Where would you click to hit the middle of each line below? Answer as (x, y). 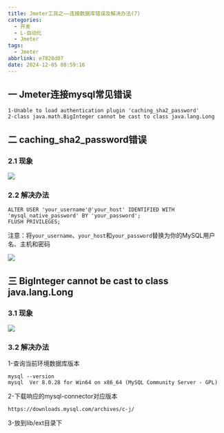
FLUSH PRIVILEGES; (34, 222)
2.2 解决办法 (29, 195)
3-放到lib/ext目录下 (35, 423)
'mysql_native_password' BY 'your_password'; (74, 216)
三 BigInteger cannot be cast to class (88, 281)
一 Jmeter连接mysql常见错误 (70, 95)
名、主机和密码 (29, 244)
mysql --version (31, 376)
